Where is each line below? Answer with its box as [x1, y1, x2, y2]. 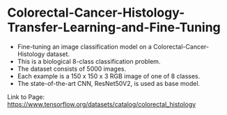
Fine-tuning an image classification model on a [17, 42, 152, 51]
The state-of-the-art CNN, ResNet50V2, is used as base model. [17, 79, 201, 87]
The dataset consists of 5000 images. [17, 64, 127, 73]
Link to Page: [7, 92, 45, 101]
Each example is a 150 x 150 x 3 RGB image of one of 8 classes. [17, 71, 201, 80]
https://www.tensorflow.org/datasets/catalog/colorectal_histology [7, 100, 196, 108]
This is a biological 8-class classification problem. [17, 57, 161, 65]
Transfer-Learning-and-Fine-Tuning [7, 19, 221, 35]
